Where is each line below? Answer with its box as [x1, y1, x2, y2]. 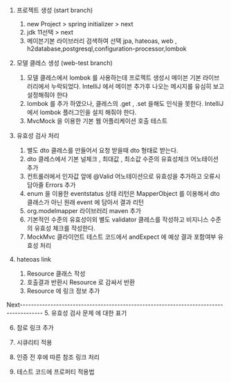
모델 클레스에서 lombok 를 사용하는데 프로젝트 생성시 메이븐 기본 [26, 73, 201, 82]
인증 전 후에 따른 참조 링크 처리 [16, 353, 100, 361]
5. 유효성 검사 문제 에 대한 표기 [44, 309, 127, 317]
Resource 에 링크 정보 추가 [26, 286, 100, 295]
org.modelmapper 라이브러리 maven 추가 [26, 207, 142, 215]
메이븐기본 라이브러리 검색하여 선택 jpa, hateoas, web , [26, 37, 177, 45]
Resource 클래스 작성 [26, 269, 86, 278]
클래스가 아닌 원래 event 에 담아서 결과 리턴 [26, 198, 145, 206]
